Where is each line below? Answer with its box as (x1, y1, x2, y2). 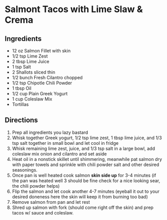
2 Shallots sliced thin (12, 69, 55, 75)
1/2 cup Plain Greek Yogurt (12, 91, 68, 96)
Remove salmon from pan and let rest (12, 199, 90, 205)
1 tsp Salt (12, 64, 31, 70)
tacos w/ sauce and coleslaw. (12, 209, 74, 215)
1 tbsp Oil (12, 85, 31, 91)
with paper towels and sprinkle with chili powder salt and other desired (12, 161, 159, 168)
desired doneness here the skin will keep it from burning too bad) (12, 193, 148, 200)
